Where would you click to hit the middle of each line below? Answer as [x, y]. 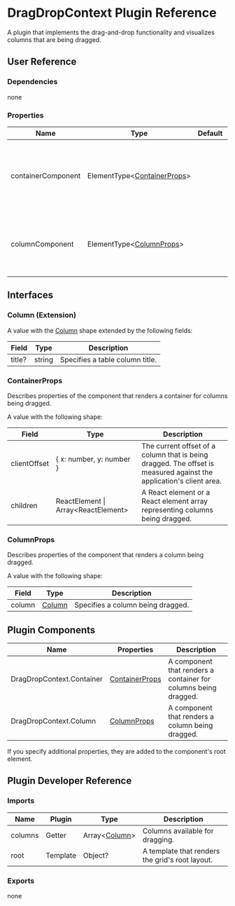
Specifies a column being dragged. [132, 605]
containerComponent [46, 175]
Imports [21, 801]
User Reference [42, 62]
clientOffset [30, 463]
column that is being [175, 455]
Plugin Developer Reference [70, 781]
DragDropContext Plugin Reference [112, 13]
